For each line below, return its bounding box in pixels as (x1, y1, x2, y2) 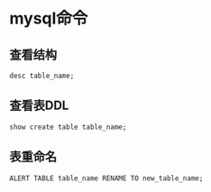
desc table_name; (9, 71, 75, 80)
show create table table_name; (9, 123, 127, 132)
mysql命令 (9, 8, 88, 29)
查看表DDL (9, 98, 69, 114)
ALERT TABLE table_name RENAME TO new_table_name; (9, 173, 204, 183)
